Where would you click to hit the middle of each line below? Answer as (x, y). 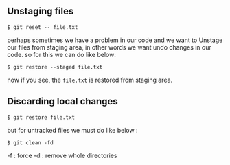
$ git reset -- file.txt (43, 27)
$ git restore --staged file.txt (55, 67)
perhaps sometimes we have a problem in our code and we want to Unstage (115, 40)
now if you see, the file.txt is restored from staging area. (90, 80)
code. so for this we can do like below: (62, 54)
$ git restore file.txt (41, 117)
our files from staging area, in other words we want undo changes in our (109, 47)
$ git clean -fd (30, 143)
